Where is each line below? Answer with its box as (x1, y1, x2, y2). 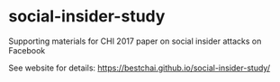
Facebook (8, 45, 46, 55)
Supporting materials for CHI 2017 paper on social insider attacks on (8, 36, 262, 46)
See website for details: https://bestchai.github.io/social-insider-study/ (8, 62, 271, 73)
